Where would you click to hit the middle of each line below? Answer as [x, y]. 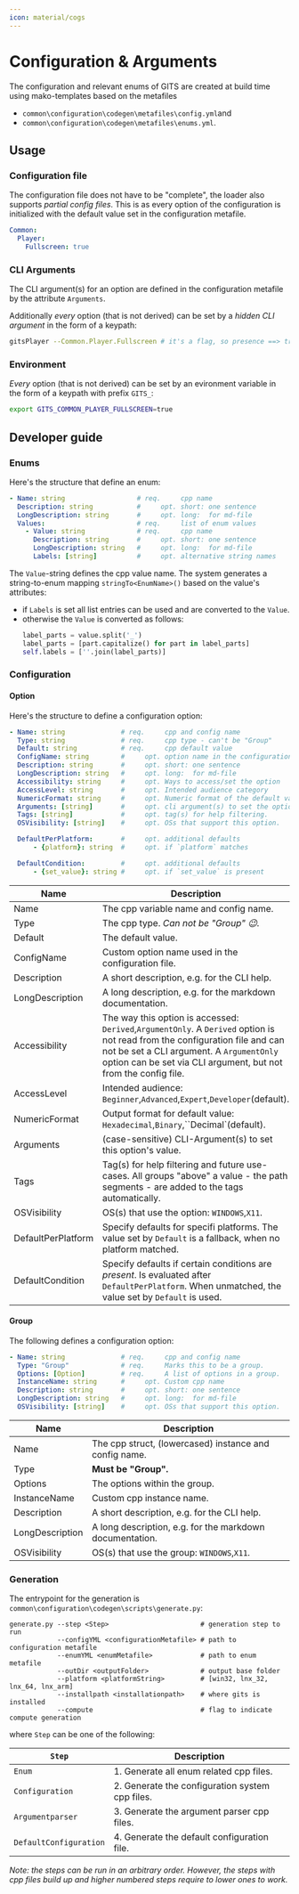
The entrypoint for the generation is [74, 1598]
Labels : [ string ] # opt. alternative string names [154, 557]
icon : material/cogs [48, 17]
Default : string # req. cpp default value [125, 749]
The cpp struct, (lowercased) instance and [181, 1443]
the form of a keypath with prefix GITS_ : [81, 394]
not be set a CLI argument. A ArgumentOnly [190, 1051]
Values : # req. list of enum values [137, 523]
